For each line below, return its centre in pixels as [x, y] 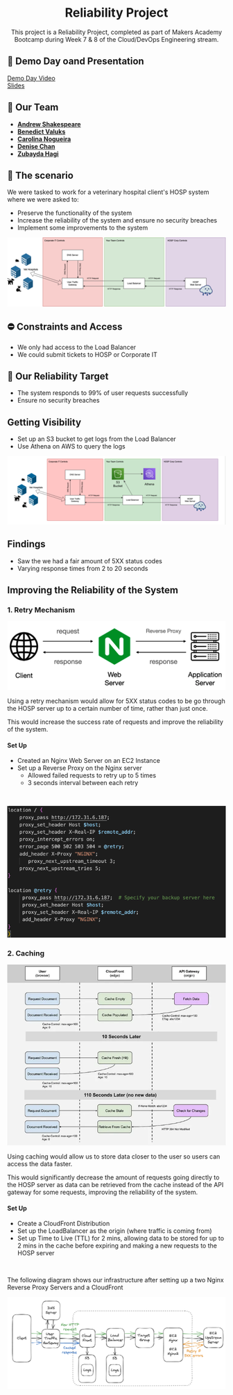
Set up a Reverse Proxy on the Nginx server [79, 768]
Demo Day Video [31, 78]
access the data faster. [40, 1164]
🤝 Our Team [33, 107]
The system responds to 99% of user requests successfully [103, 393]
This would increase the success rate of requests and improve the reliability [115, 722]
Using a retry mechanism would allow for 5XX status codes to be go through [116, 701]
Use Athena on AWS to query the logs [71, 446]
